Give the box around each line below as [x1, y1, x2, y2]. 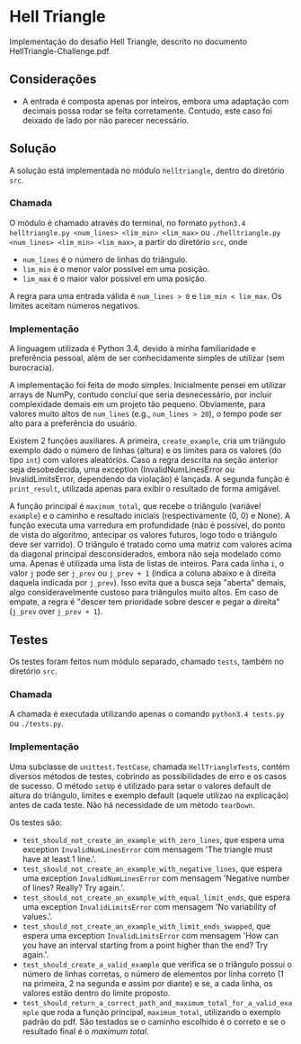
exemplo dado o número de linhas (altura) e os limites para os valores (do [9, 445, 282, 456]
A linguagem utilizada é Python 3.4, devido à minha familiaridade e [9, 343, 256, 354]
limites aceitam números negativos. [9, 300, 141, 311]
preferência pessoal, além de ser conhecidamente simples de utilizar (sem [9, 353, 285, 364]
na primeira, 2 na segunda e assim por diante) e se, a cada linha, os [22, 977, 273, 988]
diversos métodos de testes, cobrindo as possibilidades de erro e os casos [9, 770, 288, 781]
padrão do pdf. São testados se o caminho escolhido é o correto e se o [22, 1016, 286, 1027]
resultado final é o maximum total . [22, 1025, 150, 1037]
